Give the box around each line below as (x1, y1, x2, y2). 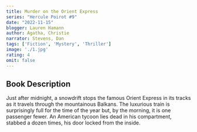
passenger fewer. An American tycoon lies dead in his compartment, (6, 113, 172, 120)
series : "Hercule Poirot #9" (6, 14, 77, 20)
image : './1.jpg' (6, 47, 49, 53)
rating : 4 (6, 52, 30, 58)
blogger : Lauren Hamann (6, 25, 64, 31)
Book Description (6, 79, 71, 89)
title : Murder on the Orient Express (6, 8, 98, 15)
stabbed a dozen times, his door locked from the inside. (6, 119, 141, 126)
